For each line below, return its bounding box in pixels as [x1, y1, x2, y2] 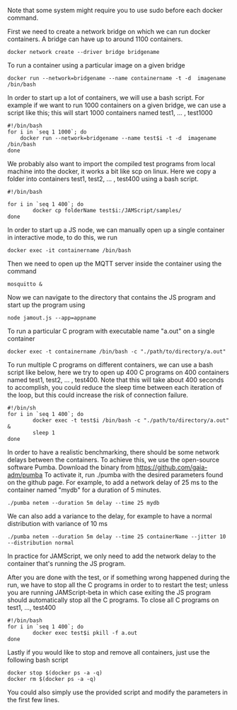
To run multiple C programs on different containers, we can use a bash [7, 361, 214, 368]
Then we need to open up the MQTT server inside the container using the [7, 259, 222, 268]
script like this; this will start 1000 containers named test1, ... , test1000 [7, 109, 214, 116]
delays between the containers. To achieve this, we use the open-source [7, 456, 219, 464]
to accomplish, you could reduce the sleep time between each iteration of [7, 383, 223, 391]
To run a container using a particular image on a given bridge [7, 61, 185, 70]
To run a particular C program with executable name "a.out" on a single [7, 327, 215, 335]
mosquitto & [7, 280, 42, 288]
